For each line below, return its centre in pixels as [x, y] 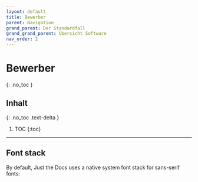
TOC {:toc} [28, 129]
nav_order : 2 [22, 39]
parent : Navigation [30, 22]
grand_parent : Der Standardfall [46, 28]
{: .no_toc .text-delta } [33, 117]
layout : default [26, 12]
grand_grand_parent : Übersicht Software [57, 34]
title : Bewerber [26, 17]
